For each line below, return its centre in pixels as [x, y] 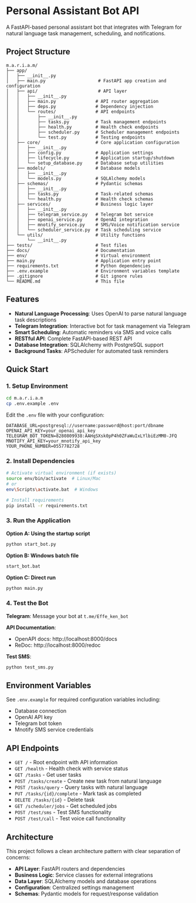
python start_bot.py [31, 544]
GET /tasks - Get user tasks [48, 775]
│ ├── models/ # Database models [73, 168]
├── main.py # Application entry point [84, 261]
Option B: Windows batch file [43, 555]
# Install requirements [35, 500]
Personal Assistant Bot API [73, 11]
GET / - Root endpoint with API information [66, 763]
